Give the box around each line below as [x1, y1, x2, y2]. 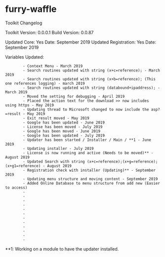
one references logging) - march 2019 [5, 81, 85, 86]
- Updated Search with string [23, 159, 85, 164]
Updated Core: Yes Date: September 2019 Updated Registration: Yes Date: [5, 39, 157, 45]
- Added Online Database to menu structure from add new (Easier [23, 181, 161, 186]
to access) [5, 185, 28, 190]
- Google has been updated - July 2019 [23, 133, 105, 138]
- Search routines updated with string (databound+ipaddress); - [23, 85, 161, 90]
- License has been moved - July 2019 [23, 124, 103, 129]
